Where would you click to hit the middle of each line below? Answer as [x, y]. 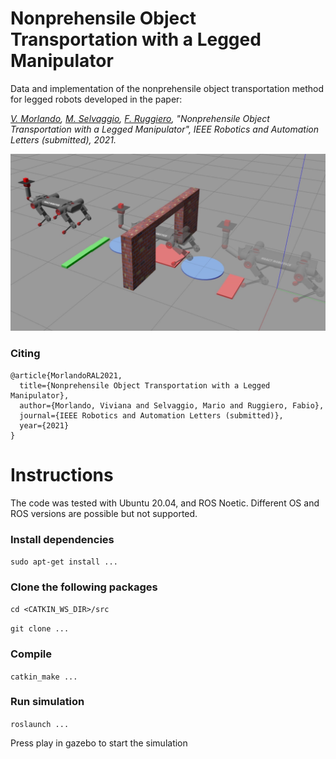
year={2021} [44, 425]
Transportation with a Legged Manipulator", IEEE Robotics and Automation [165, 129]
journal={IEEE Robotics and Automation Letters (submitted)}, [151, 415]
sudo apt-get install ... [64, 562]
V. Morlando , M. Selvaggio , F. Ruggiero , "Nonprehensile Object [140, 118]
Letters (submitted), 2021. [63, 139]
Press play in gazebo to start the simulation [99, 743]
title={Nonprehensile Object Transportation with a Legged [145, 385]
